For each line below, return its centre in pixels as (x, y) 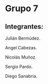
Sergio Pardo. (19, 67)
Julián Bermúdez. (23, 38)
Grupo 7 (22, 9)
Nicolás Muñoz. (21, 57)
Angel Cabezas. (21, 48)
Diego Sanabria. (21, 76)
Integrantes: (24, 27)
